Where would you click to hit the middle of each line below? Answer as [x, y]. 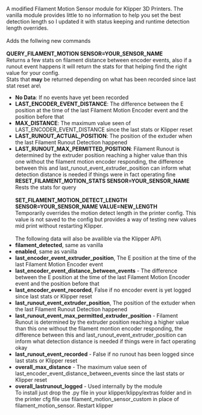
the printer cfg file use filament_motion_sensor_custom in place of [97, 399]
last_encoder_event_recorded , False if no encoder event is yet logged [103, 290]
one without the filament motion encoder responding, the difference [99, 162]
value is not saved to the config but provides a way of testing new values [106, 219]
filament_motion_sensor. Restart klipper [64, 405]
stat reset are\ [24, 86]
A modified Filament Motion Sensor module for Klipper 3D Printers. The [95, 9]
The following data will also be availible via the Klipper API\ [88, 239]
